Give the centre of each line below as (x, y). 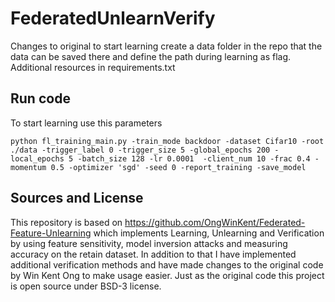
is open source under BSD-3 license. (86, 286)
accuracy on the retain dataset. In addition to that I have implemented (153, 254)
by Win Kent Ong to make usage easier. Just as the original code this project (167, 275)
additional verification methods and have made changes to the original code (167, 264)
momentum (28, 167)
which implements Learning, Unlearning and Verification (209, 233)
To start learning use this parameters (86, 123)
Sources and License (77, 198)
